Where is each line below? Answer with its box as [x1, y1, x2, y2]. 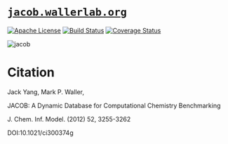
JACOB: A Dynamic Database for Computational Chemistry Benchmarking [7, 101, 221, 110]
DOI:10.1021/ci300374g [7, 129, 74, 137]
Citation [7, 65, 55, 81]
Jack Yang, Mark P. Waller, [7, 87, 85, 96]
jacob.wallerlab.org [7, 6, 128, 19]
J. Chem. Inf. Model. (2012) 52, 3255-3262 [7, 114, 131, 123]
